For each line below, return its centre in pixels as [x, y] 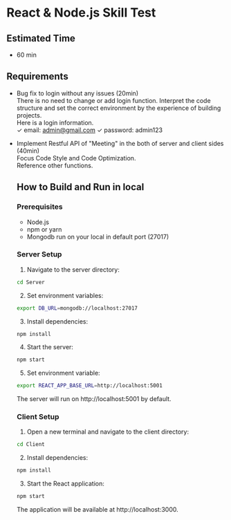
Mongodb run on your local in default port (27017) [98, 236]
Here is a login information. [55, 122]
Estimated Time [41, 38]
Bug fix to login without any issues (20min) [77, 93]
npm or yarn [44, 229]
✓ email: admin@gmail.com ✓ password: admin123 [90, 130]
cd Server [31, 282]
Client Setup [38, 417]
